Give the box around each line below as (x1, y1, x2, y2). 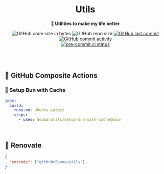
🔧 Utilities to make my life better (51, 20, 120, 27)
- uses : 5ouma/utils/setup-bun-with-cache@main (18, 117, 122, 122)
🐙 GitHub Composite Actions (5, 71, 98, 80)
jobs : (5, 98, 16, 103)
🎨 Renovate (5, 141, 42, 150)
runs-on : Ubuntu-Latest (14, 108, 65, 113)
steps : (14, 112, 28, 118)
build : (9, 103, 24, 108)
